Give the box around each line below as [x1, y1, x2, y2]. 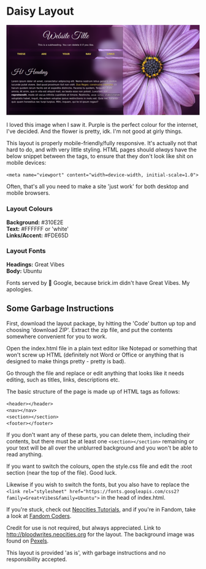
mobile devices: [6, 159, 47, 167]
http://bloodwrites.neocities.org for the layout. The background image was [6, 530, 195, 538]
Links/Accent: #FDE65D [6, 232, 69, 239]
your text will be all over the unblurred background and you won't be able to [6, 444, 198, 451]
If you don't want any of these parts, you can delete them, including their [6, 431, 191, 439]
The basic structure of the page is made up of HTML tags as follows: [6, 388, 180, 395]
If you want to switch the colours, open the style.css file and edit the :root [6, 462, 193, 470]
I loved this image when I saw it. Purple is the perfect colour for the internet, [6, 121, 198, 129]
